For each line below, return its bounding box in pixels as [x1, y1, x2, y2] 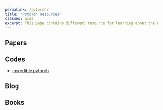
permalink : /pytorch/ [5, 7, 49, 12]
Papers [5, 38, 27, 47]
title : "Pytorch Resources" [5, 12, 62, 16]
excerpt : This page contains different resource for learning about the [5, 20, 155, 26]
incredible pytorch [12, 68, 49, 74]
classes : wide [5, 16, 34, 21]
